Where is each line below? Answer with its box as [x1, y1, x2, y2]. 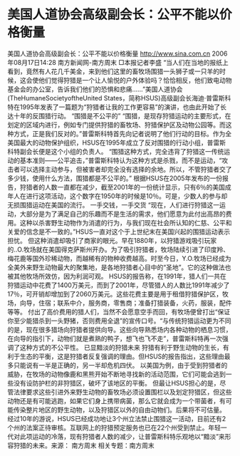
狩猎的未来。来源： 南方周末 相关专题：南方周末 [13, 441, 155, 450]
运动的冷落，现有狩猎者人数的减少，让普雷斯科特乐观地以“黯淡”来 [31, 432, 226, 440]
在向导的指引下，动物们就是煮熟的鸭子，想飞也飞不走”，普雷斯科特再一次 [7, 334, 223, 343]
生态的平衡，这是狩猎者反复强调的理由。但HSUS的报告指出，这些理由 [19, 352, 224, 361]
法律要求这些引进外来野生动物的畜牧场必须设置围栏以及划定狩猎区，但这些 [13, 388, 232, 396]
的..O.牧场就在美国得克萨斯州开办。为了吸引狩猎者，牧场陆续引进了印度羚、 [7, 245, 230, 254]
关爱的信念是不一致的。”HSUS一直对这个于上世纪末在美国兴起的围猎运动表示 [7, 227, 230, 236]
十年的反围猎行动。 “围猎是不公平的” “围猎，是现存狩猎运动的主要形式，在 [13, 111, 231, 120]
